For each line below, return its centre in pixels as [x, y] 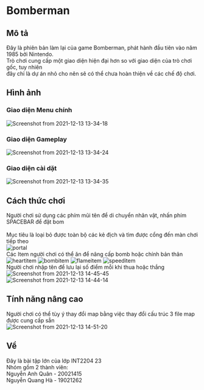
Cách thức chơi [36, 201]
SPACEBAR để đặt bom [35, 222]
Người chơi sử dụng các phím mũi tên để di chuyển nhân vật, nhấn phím [97, 215]
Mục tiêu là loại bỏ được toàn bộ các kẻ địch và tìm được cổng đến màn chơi [102, 235]
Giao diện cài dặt [32, 168]
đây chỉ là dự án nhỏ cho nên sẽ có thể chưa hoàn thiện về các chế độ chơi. [101, 73]
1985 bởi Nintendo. [30, 54]
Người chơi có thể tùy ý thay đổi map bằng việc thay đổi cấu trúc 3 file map [100, 314]
